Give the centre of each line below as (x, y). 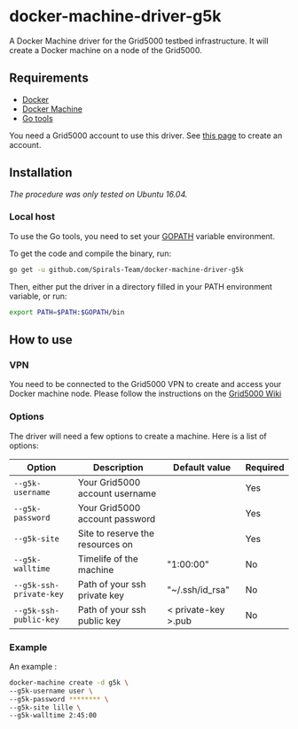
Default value (202, 467)
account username (118, 493)
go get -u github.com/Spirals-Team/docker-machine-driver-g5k (126, 269)
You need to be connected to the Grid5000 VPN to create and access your (145, 384)
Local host (32, 217)
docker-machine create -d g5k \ (69, 682)
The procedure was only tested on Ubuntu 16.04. (98, 194)
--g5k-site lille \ (45, 707)
